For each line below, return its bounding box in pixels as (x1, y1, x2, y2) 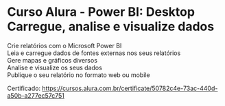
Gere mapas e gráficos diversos (7, 56, 98, 64)
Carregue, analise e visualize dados (7, 19, 215, 34)
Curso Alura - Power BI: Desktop (7, 4, 196, 20)
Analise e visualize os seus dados (7, 63, 103, 72)
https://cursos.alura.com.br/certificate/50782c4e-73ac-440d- (42, 84, 218, 92)
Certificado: (7, 84, 41, 92)
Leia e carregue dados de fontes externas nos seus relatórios (7, 49, 181, 57)
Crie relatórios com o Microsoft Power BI (7, 41, 122, 50)
